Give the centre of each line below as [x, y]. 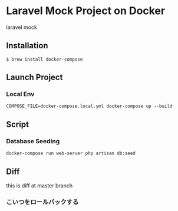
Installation [27, 46]
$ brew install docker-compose [44, 59]
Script [18, 124]
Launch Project [34, 78]
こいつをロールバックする [42, 202]
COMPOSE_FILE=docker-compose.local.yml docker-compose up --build [89, 106]
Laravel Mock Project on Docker [86, 11]
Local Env [20, 94]
